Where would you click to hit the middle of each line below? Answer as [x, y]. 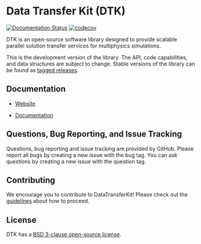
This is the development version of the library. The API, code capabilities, [97, 57]
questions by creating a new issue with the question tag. [76, 161]
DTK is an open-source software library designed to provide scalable [92, 39]
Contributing [31, 180]
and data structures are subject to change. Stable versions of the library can [101, 64]
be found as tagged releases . [43, 70]
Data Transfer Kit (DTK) [66, 11]
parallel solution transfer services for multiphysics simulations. [84, 46]
